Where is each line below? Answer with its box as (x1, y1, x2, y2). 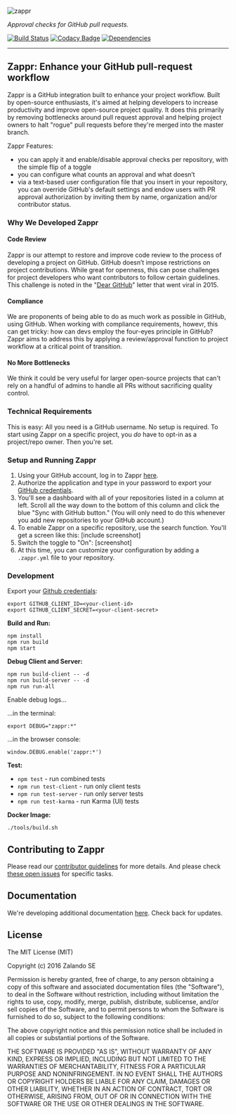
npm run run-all (7, 683, 55, 690)
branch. (7, 127, 30, 137)
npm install (7, 633, 42, 640)
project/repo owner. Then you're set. (7, 437, 114, 446)
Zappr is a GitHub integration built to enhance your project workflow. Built (7, 90, 221, 99)
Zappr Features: (7, 141, 54, 150)
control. (7, 389, 30, 398)
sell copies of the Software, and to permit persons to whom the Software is (7, 1005, 225, 1013)
